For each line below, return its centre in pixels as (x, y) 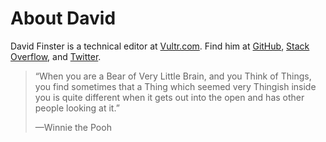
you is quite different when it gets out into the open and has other (169, 97)
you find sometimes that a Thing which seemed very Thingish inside (175, 86)
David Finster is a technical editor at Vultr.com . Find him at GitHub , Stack (160, 46)
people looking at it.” (77, 108)
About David (63, 18)
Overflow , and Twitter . (56, 56)
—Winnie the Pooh (73, 127)
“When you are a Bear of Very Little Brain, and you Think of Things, (173, 76)
